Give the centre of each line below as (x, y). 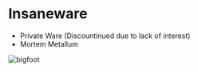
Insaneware (48, 14)
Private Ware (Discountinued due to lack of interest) (105, 36)
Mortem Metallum (49, 44)
